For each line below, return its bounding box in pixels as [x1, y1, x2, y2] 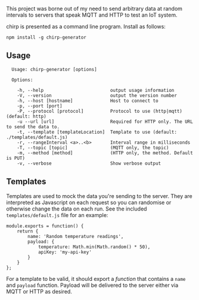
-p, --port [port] [17, 103, 63, 109]
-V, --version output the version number [17, 92, 178, 98]
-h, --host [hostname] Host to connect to [17, 98, 159, 104]
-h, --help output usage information [17, 87, 175, 93]
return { [17, 228, 39, 234]
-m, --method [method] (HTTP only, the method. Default [17, 150, 194, 156]
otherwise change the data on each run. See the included [6, 205, 147, 212]
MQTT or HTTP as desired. [6, 287, 73, 295]
